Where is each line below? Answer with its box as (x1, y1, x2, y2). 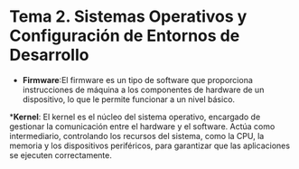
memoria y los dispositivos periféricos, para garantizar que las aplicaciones (9, 140, 291, 151)
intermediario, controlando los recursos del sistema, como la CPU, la (9, 130, 265, 141)
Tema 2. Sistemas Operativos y (9, 6, 248, 27)
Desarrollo (9, 45, 89, 65)
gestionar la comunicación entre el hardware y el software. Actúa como (9, 120, 276, 132)
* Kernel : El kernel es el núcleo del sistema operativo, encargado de (9, 111, 261, 122)
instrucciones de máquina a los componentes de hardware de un (22, 84, 265, 95)
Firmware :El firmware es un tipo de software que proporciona (22, 74, 253, 85)
